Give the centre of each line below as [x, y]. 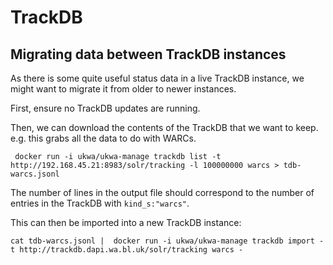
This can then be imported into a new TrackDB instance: [126, 222]
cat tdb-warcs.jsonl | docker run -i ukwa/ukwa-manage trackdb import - [167, 241]
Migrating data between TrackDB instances [148, 54]
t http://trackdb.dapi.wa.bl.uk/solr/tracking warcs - [127, 250]
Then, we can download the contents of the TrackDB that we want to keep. [164, 127]
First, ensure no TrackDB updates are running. [105, 108]
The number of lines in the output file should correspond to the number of [162, 192]
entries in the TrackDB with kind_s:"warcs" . [100, 203]
